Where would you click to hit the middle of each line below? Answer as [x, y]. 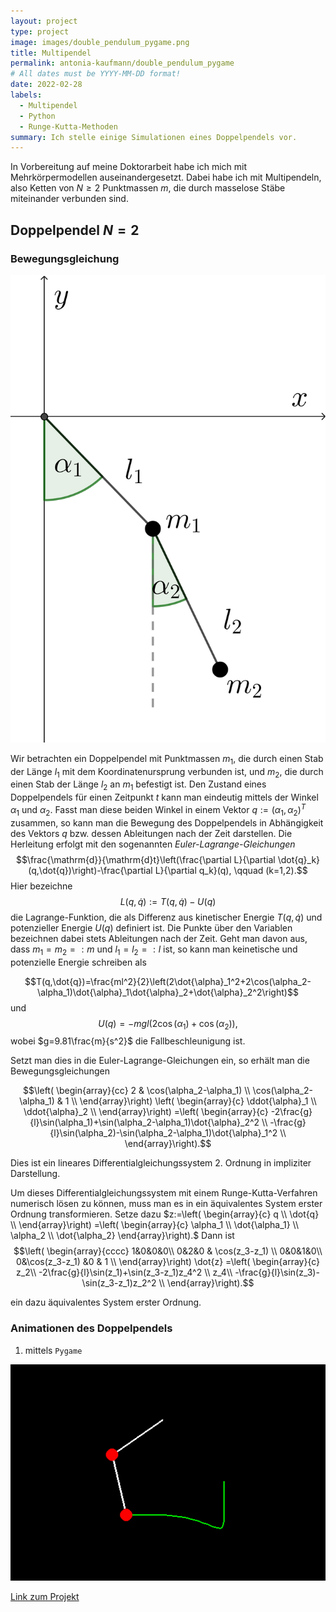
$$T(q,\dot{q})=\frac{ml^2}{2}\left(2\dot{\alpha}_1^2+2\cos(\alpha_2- [168, 981]
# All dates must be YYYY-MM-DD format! [96, 74]
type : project [40, 31]
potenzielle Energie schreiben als [78, 962]
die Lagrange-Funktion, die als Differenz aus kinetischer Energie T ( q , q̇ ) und [166, 917]
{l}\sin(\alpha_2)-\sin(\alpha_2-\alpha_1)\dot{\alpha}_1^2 [163, 1133]
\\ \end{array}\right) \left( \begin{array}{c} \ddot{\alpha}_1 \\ [194, 1101]
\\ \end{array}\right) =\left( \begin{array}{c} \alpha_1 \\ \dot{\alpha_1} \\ [155, 1225]
